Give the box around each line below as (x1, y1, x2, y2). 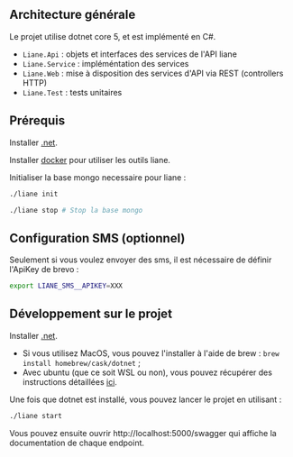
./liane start (9, 411, 63, 420)
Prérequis (9, 113, 66, 129)
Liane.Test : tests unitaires (22, 87, 123, 97)
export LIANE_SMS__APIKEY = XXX (9, 281, 124, 291)
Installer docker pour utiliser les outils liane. (9, 154, 171, 165)
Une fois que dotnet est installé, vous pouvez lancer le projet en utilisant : (9, 394, 282, 405)
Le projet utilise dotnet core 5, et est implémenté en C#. (9, 31, 216, 41)
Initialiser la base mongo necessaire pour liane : (9, 171, 187, 183)
